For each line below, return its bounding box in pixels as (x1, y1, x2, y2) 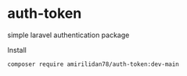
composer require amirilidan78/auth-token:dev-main (7, 60, 179, 68)
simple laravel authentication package (7, 30, 130, 40)
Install (7, 45, 27, 54)
